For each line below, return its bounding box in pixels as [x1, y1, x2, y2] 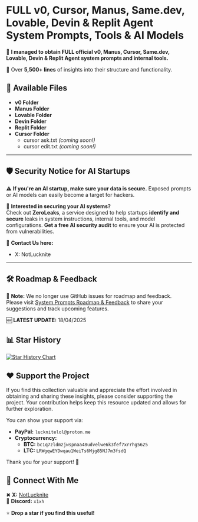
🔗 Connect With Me [6, 475, 79, 485]
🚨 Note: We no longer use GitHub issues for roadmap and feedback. [6, 293, 172, 300]
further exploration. [6, 406, 53, 412]
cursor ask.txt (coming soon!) [23, 137, 95, 144]
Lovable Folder [14, 111, 52, 118]
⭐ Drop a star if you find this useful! [6, 509, 95, 516]
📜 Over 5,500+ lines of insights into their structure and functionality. [6, 66, 173, 73]
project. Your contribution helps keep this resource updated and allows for [6, 399, 187, 406]
